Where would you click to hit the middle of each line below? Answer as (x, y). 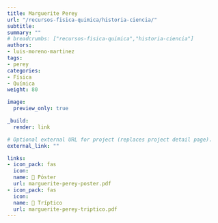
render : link (32, 127)
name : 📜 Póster (35, 178)
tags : (15, 58)
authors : (19, 45)
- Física (19, 77)
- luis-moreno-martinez (41, 52)
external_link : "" (33, 146)
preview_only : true (41, 109)
